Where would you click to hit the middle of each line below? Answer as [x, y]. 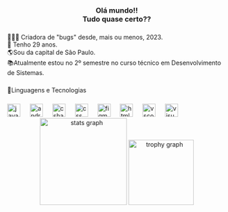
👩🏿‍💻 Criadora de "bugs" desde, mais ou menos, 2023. [85, 37]
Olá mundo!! [117, 10]
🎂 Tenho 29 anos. [32, 44]
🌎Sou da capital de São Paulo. [51, 52]
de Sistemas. [26, 72]
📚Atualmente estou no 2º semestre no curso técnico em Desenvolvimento [114, 63]
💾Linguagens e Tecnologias [47, 90]
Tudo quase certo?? [117, 19]
